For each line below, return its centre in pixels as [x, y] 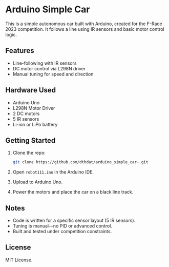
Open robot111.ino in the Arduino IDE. [53, 172]
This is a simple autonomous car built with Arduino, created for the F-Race [84, 24]
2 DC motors [26, 113]
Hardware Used [31, 90]
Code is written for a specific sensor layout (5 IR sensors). [74, 221]
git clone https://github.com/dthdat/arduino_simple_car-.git [80, 162]
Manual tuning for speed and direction [53, 74]
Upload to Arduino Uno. [38, 182]
